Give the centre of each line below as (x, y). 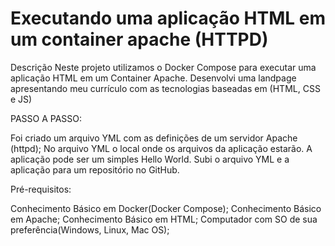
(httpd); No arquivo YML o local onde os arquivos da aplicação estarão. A (161, 148)
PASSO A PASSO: (46, 118)
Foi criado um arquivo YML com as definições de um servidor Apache (154, 138)
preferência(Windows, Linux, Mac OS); (90, 229)
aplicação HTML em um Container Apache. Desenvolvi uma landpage (153, 78)
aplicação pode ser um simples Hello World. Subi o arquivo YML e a (150, 159)
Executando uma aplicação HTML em (168, 18)
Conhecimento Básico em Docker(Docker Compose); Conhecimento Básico (166, 208)
